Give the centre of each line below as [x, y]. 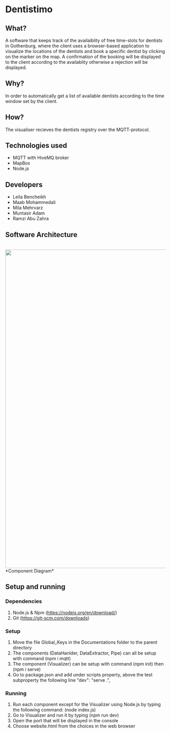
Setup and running [35, 587]
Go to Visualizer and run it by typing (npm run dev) [66, 715]
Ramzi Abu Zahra [31, 219]
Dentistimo [29, 9]
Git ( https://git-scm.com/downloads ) [51, 618]
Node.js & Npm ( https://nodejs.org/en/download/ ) [65, 612]
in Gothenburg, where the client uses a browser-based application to [77, 46]
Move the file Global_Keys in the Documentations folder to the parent [85, 642]
